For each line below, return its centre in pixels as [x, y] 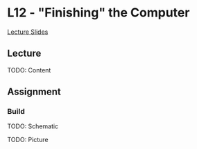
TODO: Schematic [33, 126]
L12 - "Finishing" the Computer [98, 13]
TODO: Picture [28, 140]
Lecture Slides [28, 32]
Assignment [34, 92]
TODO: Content [29, 70]
